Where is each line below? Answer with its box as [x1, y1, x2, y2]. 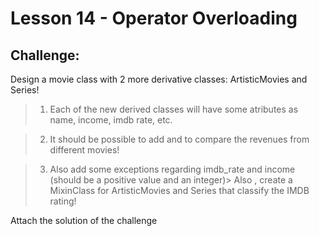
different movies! [49, 144, 120, 156]
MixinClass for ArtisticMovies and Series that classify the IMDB [49, 185, 310, 196]
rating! [49, 195, 77, 207]
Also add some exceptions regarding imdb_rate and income [49, 163, 296, 175]
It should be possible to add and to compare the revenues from [49, 133, 310, 145]
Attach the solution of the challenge [10, 215, 158, 226]
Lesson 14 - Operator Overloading [10, 7, 298, 30]
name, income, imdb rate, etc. [49, 114, 173, 126]
